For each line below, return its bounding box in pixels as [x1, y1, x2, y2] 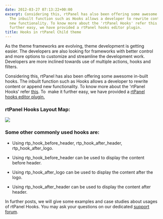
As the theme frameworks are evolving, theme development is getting [5, 43, 145, 49]
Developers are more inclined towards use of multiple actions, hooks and [5, 59, 151, 64]
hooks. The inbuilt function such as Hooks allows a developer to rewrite [5, 78, 148, 84]
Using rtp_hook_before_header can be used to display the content [12, 154, 145, 161]
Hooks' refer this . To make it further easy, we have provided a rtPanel [5, 89, 145, 94]
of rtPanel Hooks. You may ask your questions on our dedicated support [5, 203, 149, 209]
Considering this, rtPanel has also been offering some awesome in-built [5, 73, 148, 79]
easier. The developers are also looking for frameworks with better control [5, 48, 154, 54]
